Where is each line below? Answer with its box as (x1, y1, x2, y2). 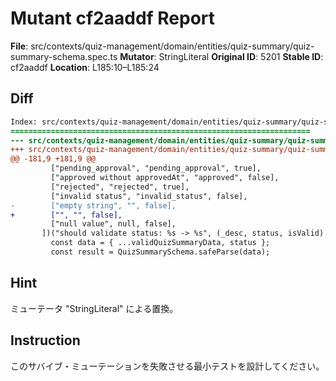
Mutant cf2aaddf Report (10, 7, 216, 30)
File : (10, 40, 29, 52)
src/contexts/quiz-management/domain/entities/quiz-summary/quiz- (30, 40, 315, 52)
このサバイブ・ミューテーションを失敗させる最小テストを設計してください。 (10, 360, 325, 372)
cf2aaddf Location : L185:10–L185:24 (10, 61, 160, 73)
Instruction (10, 332, 81, 349)
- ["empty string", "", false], (10, 200, 177, 211)
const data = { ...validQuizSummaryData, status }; (50, 238, 271, 248)
